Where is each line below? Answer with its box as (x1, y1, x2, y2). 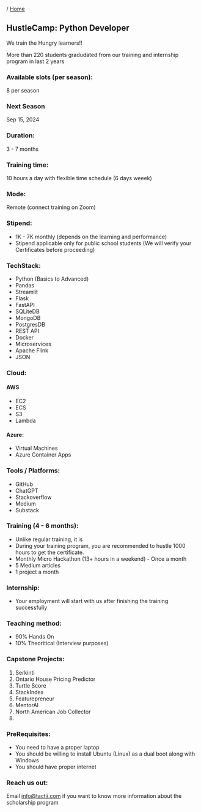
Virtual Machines (15, 444, 58, 452)
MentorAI (15, 701, 38, 708)
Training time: (6, 161, 49, 169)
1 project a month (15, 568, 59, 575)
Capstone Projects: (6, 655, 65, 664)
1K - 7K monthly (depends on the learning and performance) (15, 233, 167, 240)
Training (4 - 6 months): (6, 522, 79, 530)
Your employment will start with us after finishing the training (15, 598, 169, 605)
